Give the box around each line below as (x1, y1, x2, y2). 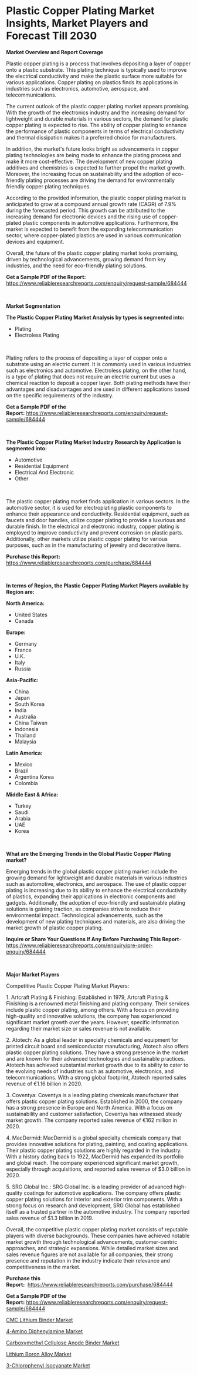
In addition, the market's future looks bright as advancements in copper (6, 145, 179, 152)
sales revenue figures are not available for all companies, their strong (6, 1251, 173, 1258)
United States (14, 611, 48, 618)
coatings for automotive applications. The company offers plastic (23, 1189, 181, 1196)
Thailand (14, 732, 36, 739)
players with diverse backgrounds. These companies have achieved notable (6, 1232, 190, 1239)
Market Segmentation (6, 302, 60, 310)
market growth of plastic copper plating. (6, 924, 103, 931)
